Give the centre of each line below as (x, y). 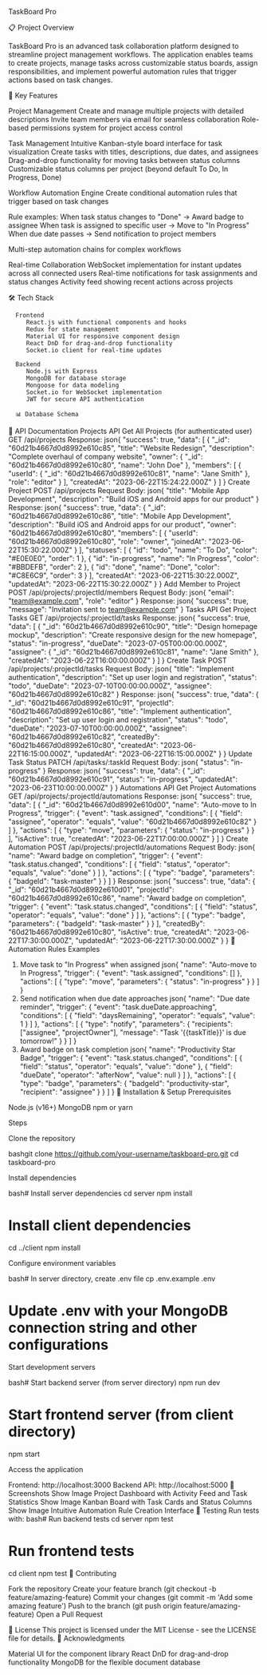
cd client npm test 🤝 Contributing (63, 1573)
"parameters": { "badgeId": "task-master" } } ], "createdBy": (107, 923)
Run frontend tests (71, 1551)
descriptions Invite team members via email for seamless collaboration (124, 119)
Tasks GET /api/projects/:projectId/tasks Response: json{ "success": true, (130, 618)
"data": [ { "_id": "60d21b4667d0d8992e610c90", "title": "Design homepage (133, 626)
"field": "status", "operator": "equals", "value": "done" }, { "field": (126, 1066)
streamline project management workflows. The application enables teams (131, 54)
